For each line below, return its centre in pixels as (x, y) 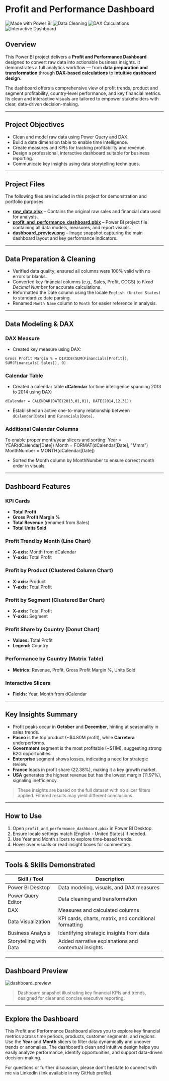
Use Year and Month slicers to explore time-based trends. (72, 839)
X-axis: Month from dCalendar (44, 552)
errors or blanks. (30, 277)
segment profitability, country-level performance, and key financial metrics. (83, 93)
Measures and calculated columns (99, 910)
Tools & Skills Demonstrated (50, 865)
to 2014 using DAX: (32, 392)
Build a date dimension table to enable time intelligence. (70, 142)
